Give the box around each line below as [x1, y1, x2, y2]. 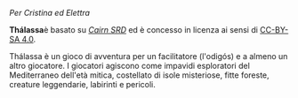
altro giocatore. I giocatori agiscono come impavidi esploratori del [9, 61, 251, 71]
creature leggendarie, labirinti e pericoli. [9, 79, 156, 89]
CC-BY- [259, 25, 289, 34]
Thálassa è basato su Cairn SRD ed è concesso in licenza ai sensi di [9, 25, 258, 34]
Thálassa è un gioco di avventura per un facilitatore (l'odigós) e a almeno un [9, 51, 288, 61]
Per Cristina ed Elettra [9, 8, 91, 18]
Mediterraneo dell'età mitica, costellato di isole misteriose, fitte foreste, [9, 70, 270, 80]
